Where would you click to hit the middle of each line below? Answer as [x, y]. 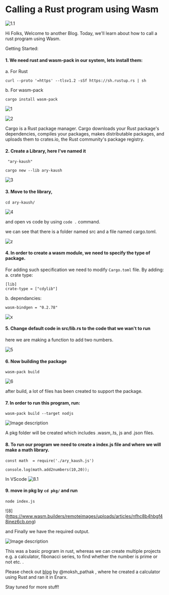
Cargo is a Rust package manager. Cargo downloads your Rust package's [82, 128]
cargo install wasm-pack [31, 100]
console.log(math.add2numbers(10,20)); [47, 470]
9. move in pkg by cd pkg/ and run [41, 490]
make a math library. [27, 450]
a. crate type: [19, 275]
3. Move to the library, [29, 191]
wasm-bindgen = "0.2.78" [31, 307]
